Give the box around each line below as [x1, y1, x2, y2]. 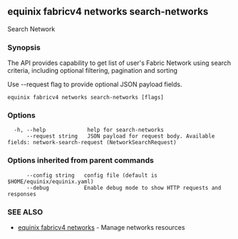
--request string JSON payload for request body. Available [26, 133, 215, 140]
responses [7, 190, 37, 198]
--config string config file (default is [26, 171, 158, 179]
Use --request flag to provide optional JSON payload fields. [7, 80, 182, 88]
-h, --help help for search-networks [14, 126, 164, 134]
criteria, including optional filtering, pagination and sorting [7, 66, 178, 75]
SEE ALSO [7, 207, 43, 217]
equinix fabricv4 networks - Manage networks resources [17, 223, 185, 231]
